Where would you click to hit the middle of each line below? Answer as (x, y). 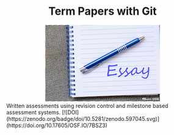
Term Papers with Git (103, 11)
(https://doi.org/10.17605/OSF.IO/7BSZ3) (57, 125)
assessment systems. (34, 112)
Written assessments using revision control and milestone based (88, 106)
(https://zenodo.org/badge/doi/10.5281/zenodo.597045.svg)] (83, 118)
